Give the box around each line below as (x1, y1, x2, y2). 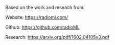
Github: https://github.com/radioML (5, 24, 80, 30)
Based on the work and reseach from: (5, 5, 85, 10)
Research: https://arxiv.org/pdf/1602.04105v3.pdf (5, 34, 110, 40)
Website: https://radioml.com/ (5, 14, 68, 20)
